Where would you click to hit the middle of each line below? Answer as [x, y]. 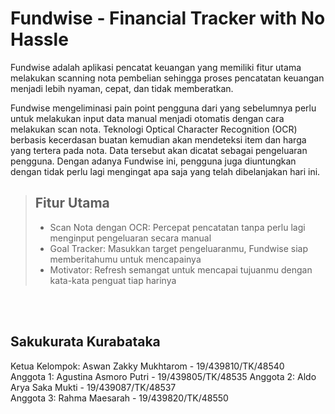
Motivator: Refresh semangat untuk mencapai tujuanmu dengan [181, 269]
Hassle [39, 39]
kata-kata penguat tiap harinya [113, 280]
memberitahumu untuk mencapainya [125, 259]
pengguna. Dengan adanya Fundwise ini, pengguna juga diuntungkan [153, 161]
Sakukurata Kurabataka [85, 342]
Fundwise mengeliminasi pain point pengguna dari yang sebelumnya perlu [163, 108]
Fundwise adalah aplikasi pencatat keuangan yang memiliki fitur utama [156, 67]
